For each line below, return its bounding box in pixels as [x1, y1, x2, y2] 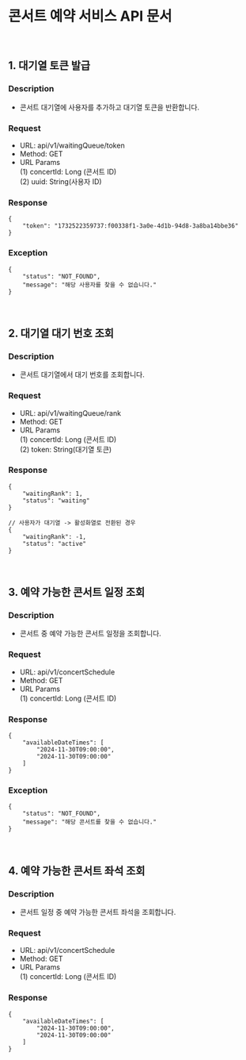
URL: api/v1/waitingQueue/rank [19, 408, 121, 417]
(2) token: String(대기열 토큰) [19, 444, 112, 454]
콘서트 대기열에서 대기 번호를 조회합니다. [19, 370, 145, 379]
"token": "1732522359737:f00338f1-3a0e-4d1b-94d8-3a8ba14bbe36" [22, 222, 239, 230]
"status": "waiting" [22, 497, 90, 505]
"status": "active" [22, 540, 87, 547]
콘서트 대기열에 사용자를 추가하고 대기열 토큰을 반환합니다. [19, 102, 200, 112]
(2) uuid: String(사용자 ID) [19, 176, 102, 186]
